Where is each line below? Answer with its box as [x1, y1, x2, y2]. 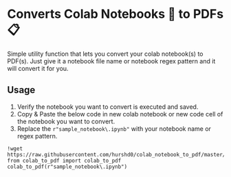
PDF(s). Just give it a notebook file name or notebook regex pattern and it [7, 56, 216, 65]
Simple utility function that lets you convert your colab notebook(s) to [7, 50, 204, 58]
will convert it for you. [7, 64, 69, 72]
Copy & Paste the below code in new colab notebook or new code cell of [16, 110, 223, 118]
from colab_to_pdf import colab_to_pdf [7, 157, 122, 164]
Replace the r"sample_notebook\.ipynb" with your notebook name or [16, 124, 212, 133]
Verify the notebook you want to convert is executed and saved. [16, 103, 199, 111]
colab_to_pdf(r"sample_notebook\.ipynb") [7, 163, 128, 170]
